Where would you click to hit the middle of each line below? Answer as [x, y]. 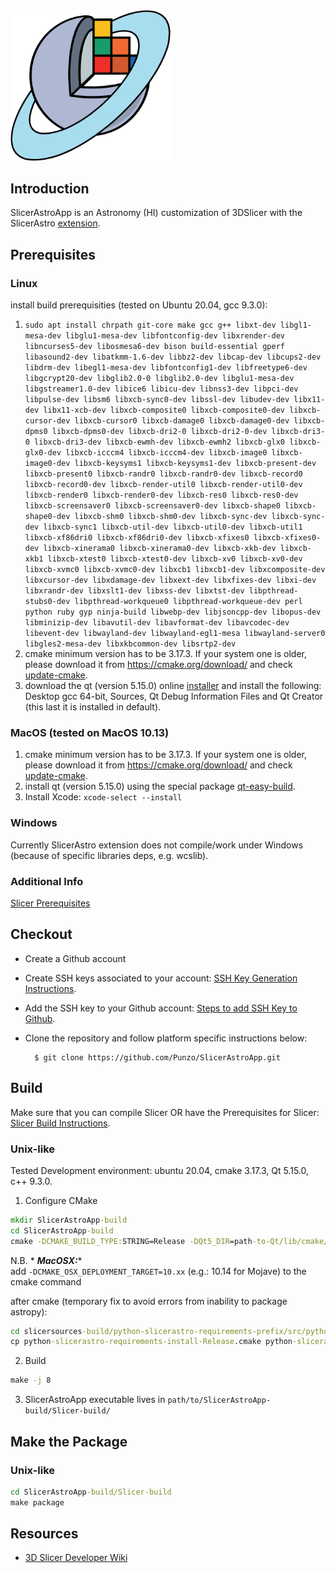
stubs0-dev [47, 602]
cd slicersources [46, 1331]
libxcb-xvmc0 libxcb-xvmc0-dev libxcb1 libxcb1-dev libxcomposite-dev [175, 570]
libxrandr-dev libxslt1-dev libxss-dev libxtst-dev [134, 591]
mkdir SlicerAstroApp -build [69, 1220]
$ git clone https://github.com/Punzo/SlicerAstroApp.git [157, 1057]
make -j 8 [31, 1380]
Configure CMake [61, 1200]
